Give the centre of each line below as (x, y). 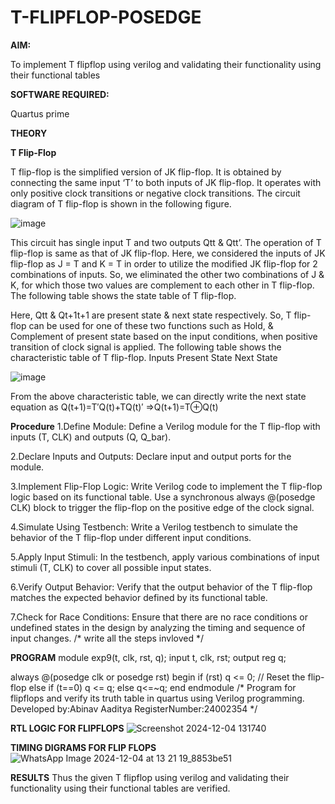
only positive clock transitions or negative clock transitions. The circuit (155, 193)
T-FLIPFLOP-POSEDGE (106, 17)
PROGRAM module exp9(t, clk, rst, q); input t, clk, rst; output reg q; (148, 657)
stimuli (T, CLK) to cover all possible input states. (111, 567)
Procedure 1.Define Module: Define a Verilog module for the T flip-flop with (165, 426)
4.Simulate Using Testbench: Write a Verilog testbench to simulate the (154, 527)
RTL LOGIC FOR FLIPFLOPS (67, 728)
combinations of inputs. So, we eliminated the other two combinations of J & (167, 274)
